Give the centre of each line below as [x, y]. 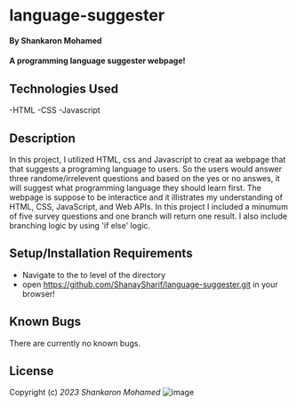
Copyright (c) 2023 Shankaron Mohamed [85, 393]
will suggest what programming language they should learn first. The [136, 188]
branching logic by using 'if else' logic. [80, 226]
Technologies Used [64, 88]
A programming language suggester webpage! [97, 61]
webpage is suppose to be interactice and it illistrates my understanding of [146, 197]
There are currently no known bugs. [75, 343]
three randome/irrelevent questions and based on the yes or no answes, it [144, 178]
